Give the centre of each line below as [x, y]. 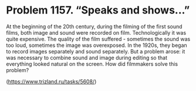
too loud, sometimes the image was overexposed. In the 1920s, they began [97, 45]
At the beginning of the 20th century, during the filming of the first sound [94, 26]
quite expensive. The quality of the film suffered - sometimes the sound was [98, 39]
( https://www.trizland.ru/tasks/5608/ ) [51, 81]
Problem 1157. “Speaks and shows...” [98, 10]
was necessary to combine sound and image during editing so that [87, 58]
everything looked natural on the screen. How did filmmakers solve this [92, 64]
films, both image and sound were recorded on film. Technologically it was [96, 32]
